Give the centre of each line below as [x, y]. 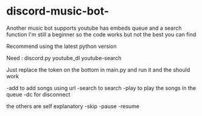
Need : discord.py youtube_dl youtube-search [64, 58]
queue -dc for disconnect [38, 94]
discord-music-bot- [58, 11]
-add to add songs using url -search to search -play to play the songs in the [101, 88]
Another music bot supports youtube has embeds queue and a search [94, 28]
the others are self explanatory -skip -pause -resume [73, 106]
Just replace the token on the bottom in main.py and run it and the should [98, 70]
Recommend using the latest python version [61, 46]
